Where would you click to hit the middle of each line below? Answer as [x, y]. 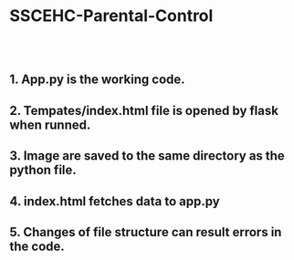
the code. [37, 246]
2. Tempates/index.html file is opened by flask [144, 110]
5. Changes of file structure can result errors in [146, 232]
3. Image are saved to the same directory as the [147, 156]
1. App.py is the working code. [97, 80]
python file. [43, 170]
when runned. [50, 125]
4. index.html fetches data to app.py [115, 201]
